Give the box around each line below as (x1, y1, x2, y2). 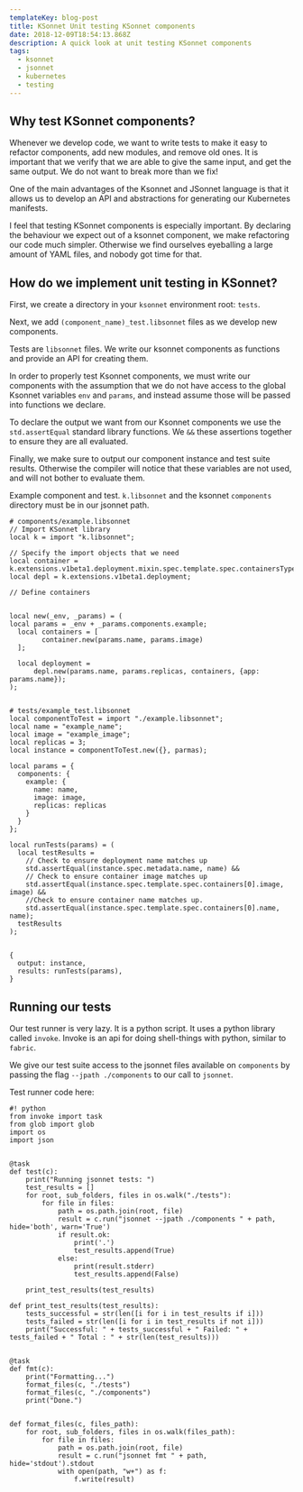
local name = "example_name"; (9, 722, 124, 731)
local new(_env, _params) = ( (9, 612, 124, 621)
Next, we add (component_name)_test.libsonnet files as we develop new (9, 316, 278, 327)
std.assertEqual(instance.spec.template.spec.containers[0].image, (25, 880, 284, 889)
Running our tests (9, 999, 112, 1014)
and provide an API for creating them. (9, 353, 149, 364)
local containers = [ (17, 627, 99, 636)
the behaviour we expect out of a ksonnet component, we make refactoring (9, 230, 290, 241)
